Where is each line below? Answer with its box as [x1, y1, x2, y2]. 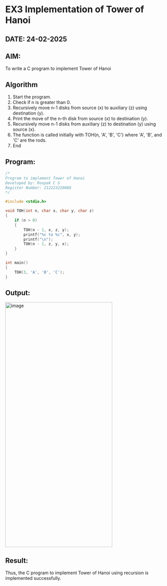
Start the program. [12, 94, 52, 100]
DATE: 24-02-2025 [5, 35, 68, 43]
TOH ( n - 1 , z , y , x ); [23, 241, 70, 247]
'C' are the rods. [12, 137, 47, 143]
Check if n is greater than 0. [12, 99, 71, 106]
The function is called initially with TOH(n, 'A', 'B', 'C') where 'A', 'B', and [12, 132, 162, 138]
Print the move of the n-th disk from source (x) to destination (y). [12, 116, 148, 122]
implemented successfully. [5, 575, 61, 581]
